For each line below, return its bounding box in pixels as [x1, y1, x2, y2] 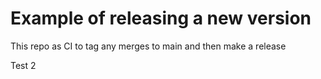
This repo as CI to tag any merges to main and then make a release [10, 40, 287, 52]
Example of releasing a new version [10, 7, 312, 30]
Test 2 [10, 59, 37, 71]
